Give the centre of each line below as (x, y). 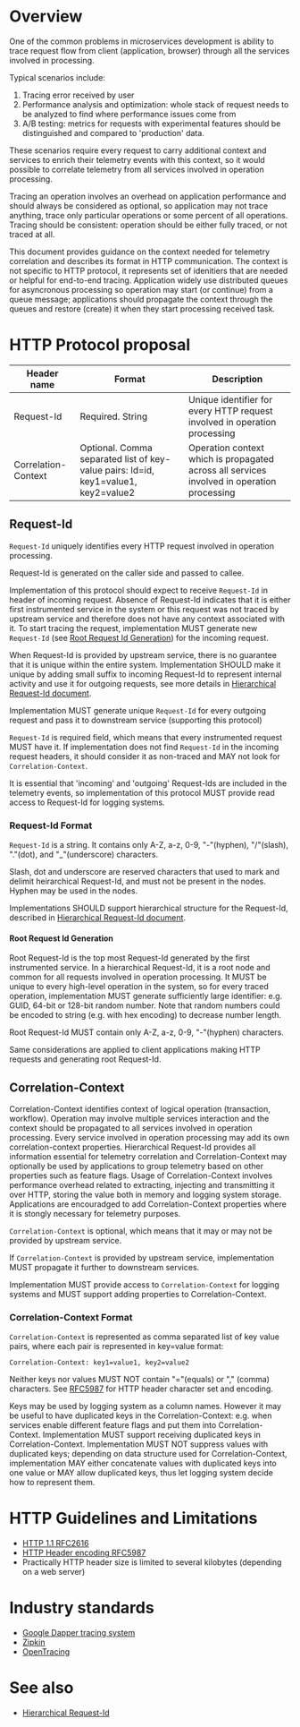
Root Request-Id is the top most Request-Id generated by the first (129, 958)
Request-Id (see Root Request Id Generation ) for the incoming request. (139, 637)
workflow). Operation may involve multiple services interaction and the (139, 1118)
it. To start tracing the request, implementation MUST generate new (133, 628)
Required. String (114, 416)
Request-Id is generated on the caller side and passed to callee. (127, 573)
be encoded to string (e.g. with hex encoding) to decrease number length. (146, 1015)
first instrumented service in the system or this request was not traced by (144, 609)
